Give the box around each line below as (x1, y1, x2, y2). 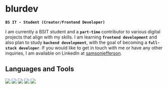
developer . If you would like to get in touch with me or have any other (18, 45, 163, 51)
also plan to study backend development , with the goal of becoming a (5, 39, 148, 46)
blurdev (5, 3, 39, 15)
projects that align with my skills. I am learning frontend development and (5, 34, 157, 40)
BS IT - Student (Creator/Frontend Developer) (5, 20, 105, 25)
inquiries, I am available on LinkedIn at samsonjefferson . (5, 50, 122, 56)
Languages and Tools (5, 65, 74, 73)
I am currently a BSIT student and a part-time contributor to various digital (5, 28, 161, 34)
